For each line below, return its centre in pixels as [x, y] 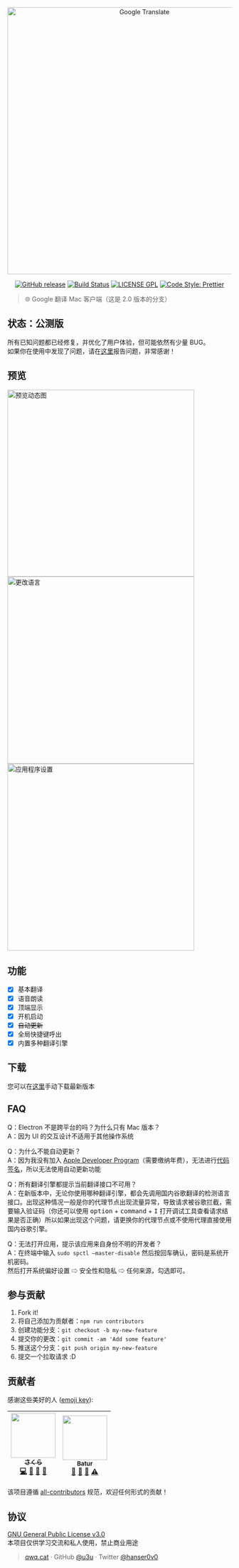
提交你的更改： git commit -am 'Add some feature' [92, 1339]
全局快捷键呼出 [39, 1034]
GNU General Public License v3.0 [56, 1534]
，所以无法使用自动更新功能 [60, 1169]
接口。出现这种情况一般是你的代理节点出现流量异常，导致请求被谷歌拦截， [116, 1202]
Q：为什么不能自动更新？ [44, 1151]
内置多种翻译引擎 [43, 1043]
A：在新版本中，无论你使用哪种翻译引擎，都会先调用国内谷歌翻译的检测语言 [118, 1193]
